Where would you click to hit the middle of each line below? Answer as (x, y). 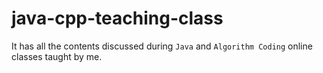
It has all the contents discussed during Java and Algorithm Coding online (162, 46)
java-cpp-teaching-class (117, 18)
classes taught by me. (57, 56)
